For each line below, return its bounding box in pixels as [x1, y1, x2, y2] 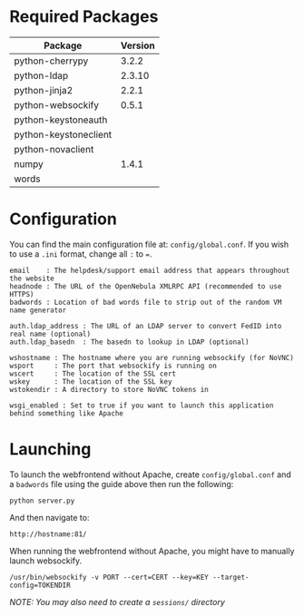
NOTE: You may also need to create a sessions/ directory [9, 596, 225, 607]
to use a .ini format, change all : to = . [9, 248, 152, 259]
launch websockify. [9, 555, 83, 566]
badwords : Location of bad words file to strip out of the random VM [9, 298, 282, 307]
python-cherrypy [14, 54, 89, 67]
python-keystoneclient [14, 128, 113, 141]
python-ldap [14, 69, 69, 82]
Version [121, 39, 156, 52]
